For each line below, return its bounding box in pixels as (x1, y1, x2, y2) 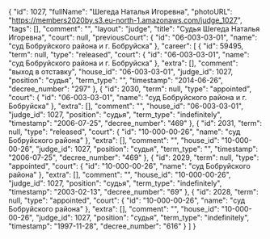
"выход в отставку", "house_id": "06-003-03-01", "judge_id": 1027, (8, 67, 234, 76)
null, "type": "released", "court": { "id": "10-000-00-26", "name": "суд (8, 127, 241, 136)
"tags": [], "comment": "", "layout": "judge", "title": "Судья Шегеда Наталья (8, 24, 260, 33)
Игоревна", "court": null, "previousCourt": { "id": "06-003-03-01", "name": (8, 32, 258, 42)
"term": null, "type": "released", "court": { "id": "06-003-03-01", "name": (8, 50, 250, 59)
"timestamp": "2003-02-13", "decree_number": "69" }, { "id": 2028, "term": (8, 187, 259, 196)
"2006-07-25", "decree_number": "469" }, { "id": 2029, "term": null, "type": (8, 153, 259, 162)
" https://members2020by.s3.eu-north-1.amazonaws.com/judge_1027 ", (8, 15, 243, 25)
